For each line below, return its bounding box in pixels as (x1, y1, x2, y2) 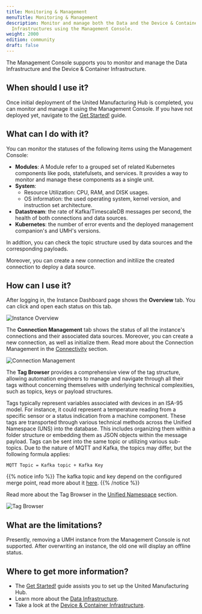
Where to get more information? (6, 566, 129, 577)
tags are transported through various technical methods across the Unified (6, 419, 191, 426)
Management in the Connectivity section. (6, 346, 108, 353)
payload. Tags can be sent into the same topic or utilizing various (6, 438, 168, 445)
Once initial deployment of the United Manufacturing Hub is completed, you (6, 99, 194, 106)
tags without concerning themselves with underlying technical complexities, (6, 382, 195, 389)
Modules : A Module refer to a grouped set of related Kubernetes (14, 163, 176, 170)
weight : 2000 (6, 31, 39, 37)
